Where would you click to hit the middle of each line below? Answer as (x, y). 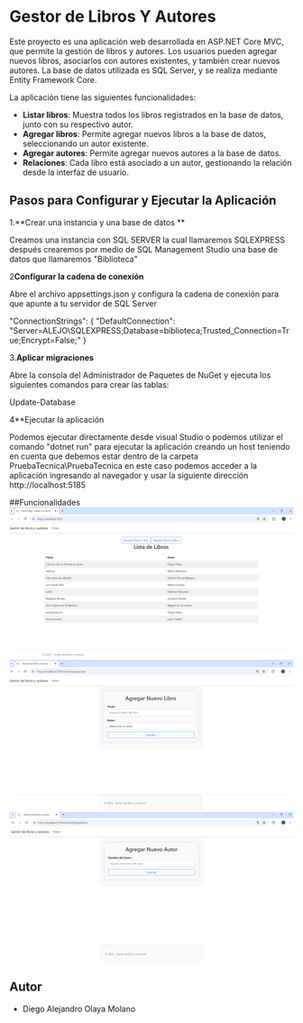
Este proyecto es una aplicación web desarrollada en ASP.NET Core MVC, (147, 41)
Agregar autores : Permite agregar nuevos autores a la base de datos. (152, 153)
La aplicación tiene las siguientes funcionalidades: (103, 97)
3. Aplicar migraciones (52, 357)
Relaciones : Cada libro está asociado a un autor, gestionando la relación (157, 162)
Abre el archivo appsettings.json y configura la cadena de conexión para (144, 294)
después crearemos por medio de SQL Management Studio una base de (143, 249)
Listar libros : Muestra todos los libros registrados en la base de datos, (153, 114)
